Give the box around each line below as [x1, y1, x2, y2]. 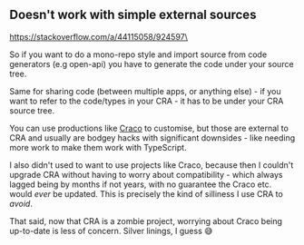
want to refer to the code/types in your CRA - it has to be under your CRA [9, 95, 284, 106]
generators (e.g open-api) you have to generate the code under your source [9, 58, 294, 69]
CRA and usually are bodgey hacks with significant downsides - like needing [9, 132, 296, 143]
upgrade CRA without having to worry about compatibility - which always [9, 169, 283, 180]
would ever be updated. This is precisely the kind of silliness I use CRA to [9, 188, 283, 199]
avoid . [9, 198, 34, 209]
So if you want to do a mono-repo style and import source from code [9, 49, 268, 60]
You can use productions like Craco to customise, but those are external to [9, 122, 289, 133]
